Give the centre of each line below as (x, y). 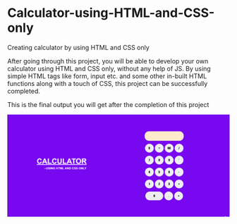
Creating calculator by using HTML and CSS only (78, 47)
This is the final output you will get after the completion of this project (108, 104)
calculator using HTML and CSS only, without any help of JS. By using (109, 68)
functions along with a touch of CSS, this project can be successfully (108, 83)
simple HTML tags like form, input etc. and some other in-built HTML (107, 76)
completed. (24, 91)
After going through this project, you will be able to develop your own (108, 61)
